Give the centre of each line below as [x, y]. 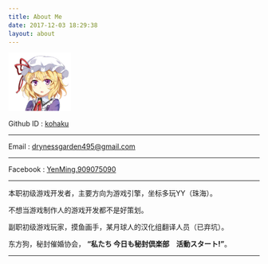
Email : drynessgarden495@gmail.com [72, 146]
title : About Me [35, 17]
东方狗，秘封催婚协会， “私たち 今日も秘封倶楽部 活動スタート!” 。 [120, 243]
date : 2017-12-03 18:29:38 [53, 25]
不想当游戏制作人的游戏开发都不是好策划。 [78, 210]
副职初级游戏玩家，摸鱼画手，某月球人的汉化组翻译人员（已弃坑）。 [118, 227]
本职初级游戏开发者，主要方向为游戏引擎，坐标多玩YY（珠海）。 [113, 193]
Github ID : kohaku [39, 123]
